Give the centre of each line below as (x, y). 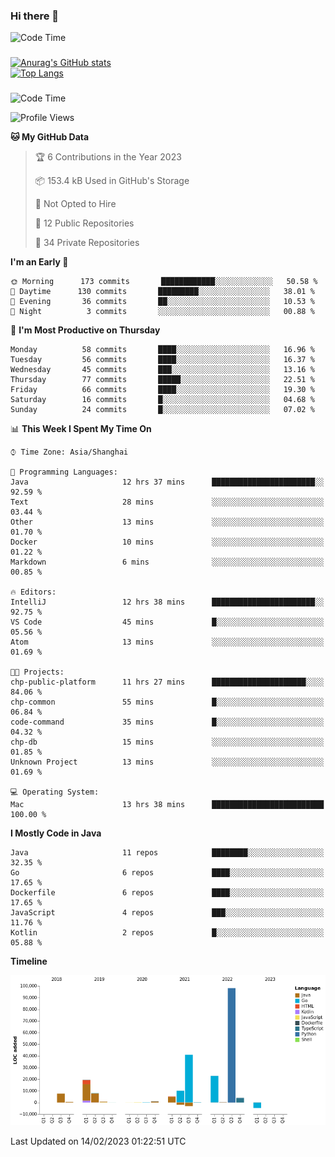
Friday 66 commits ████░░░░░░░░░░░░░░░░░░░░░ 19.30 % (162, 390)
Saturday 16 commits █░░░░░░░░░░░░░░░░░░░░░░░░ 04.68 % (162, 400)
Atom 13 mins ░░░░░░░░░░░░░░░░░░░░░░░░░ (167, 642)
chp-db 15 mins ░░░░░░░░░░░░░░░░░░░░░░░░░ (167, 742)
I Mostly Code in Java (56, 833)
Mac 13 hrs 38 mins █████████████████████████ (167, 805)
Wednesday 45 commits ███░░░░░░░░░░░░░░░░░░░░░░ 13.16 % (162, 370)
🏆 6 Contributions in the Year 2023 (108, 157)
